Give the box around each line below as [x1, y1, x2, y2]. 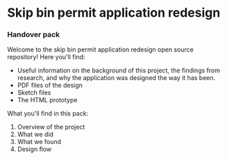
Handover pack [7, 30, 60, 40]
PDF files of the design [17, 81, 83, 90]
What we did [17, 130, 54, 138]
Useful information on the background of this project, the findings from [17, 66, 221, 74]
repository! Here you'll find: [7, 53, 85, 61]
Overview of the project [17, 123, 85, 131]
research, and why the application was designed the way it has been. [17, 74, 216, 82]
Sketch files [17, 88, 51, 97]
